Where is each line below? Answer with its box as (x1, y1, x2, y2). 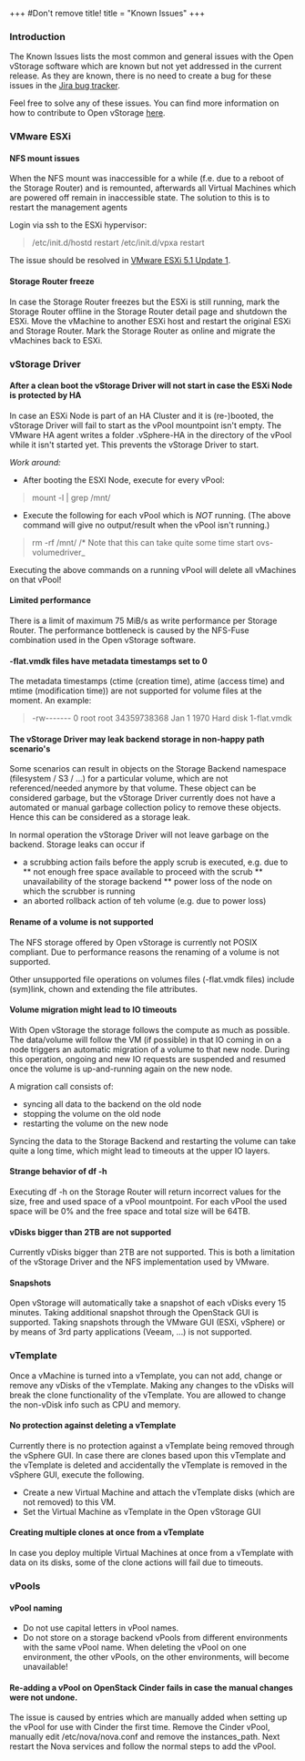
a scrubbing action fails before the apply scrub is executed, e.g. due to (22, 856, 289, 868)
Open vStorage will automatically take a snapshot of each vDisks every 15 (9, 1297, 287, 1308)
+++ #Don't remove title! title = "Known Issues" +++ (9, 8, 206, 18)
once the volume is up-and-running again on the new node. (9, 1063, 233, 1074)
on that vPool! (9, 574, 62, 585)
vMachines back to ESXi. (9, 334, 103, 345)
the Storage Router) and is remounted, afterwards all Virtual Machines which (9, 182, 297, 194)
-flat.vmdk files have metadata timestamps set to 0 (9, 655, 208, 666)
